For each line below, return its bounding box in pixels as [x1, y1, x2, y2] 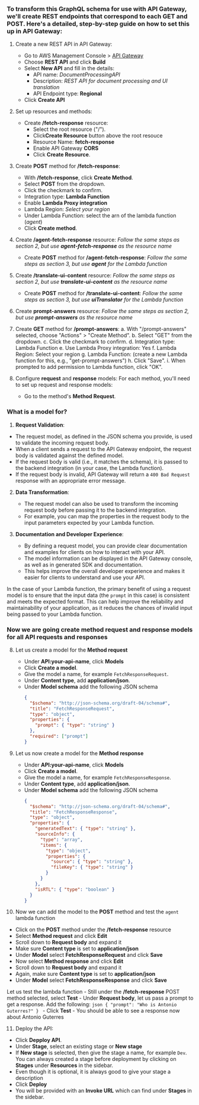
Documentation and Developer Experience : [15, 530, 124, 537]
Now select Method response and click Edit [15, 957, 124, 965]
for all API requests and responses [7, 633, 108, 641]
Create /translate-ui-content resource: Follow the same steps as [15, 272, 175, 279]
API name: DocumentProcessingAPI [33, 71, 121, 79]
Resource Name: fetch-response [33, 139, 115, 146]
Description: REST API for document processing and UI [33, 77, 168, 84]
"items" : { [40, 842, 68, 848]
